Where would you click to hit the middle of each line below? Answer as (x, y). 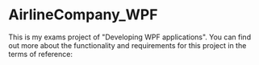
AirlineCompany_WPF (83, 15)
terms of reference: (40, 54)
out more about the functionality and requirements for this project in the (127, 45)
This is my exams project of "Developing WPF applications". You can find (130, 37)
